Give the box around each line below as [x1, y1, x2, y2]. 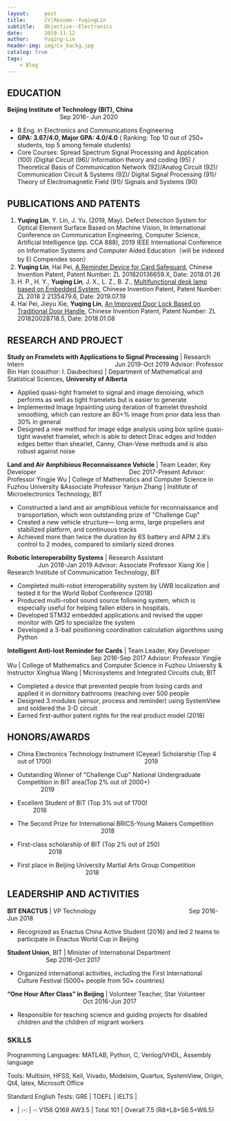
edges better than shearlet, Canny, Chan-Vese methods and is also [17, 440, 208, 448]
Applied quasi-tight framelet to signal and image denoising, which [17, 388, 205, 397]
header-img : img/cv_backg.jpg [7, 42, 94, 49]
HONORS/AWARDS [7, 731, 91, 743]
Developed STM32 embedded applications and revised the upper [17, 611, 203, 619]
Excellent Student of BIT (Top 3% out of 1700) [17, 799, 148, 807]
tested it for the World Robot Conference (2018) [17, 589, 153, 597]
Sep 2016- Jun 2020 [59, 113, 119, 121]
